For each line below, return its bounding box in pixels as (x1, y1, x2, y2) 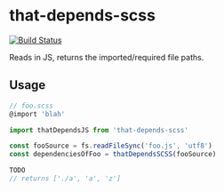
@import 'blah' (9, 109, 66, 118)
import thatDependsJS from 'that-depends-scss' (9, 125, 189, 134)
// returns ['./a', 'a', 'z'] (9, 174, 122, 183)
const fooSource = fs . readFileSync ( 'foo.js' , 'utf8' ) (9, 141, 213, 151)
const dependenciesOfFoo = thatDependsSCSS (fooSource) (9, 150, 217, 159)
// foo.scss (9, 101, 53, 110)
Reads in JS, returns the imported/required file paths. (9, 52, 204, 62)
